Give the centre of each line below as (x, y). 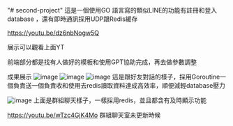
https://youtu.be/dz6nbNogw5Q (53, 33)
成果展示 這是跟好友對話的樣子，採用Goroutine (114, 77)
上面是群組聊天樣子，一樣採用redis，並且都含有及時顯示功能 (120, 100)
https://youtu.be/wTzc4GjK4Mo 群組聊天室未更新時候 (84, 115)
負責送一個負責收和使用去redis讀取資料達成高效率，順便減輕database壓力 (119, 85)
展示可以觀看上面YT (36, 47)
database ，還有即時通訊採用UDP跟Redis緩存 (73, 19)
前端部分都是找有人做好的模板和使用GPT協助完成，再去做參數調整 (102, 62)
